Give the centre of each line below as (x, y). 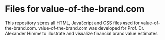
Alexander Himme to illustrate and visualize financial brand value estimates (81, 33)
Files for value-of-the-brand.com (75, 9)
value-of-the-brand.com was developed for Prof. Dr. (91, 28)
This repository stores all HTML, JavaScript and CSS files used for (72, 23)
